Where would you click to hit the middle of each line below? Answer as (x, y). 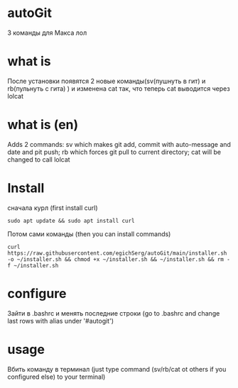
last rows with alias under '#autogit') (60, 321)
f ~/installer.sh (33, 265)
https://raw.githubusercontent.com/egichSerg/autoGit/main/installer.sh (117, 253)
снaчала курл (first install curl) (53, 208)
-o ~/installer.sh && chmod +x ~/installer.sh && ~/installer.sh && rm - (119, 259)
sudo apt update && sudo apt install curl (71, 221)
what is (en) (43, 125)
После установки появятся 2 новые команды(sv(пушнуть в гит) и (107, 81)
